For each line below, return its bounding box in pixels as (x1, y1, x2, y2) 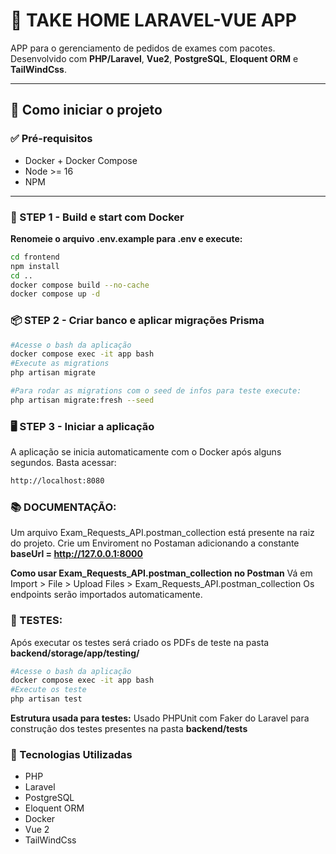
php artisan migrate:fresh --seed (10, 395, 155, 405)
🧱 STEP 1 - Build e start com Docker (10, 210, 185, 224)
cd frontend (10, 252, 60, 262)
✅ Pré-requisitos (10, 132, 93, 146)
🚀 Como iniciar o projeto (10, 102, 163, 119)
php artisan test (10, 694, 83, 704)
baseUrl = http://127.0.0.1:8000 (10, 548, 143, 560)
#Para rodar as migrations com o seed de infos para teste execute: (10, 386, 302, 396)
